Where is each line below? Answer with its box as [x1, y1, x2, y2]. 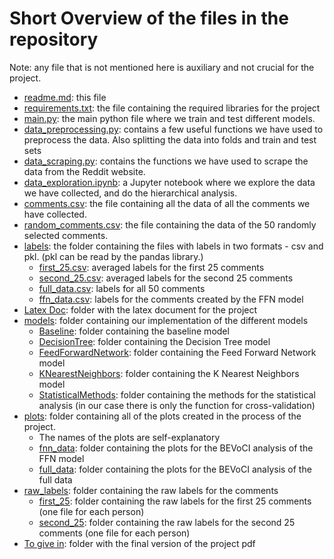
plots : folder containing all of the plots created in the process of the [23, 410, 302, 422]
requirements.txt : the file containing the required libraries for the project [23, 102, 321, 114]
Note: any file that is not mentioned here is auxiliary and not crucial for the [9, 61, 315, 73]
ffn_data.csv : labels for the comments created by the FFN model [38, 293, 304, 305]
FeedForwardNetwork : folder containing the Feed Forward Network [38, 346, 317, 358]
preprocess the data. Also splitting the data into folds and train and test [23, 133, 317, 146]
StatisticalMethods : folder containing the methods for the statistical [38, 388, 316, 401]
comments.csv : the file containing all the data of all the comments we [23, 197, 311, 209]
